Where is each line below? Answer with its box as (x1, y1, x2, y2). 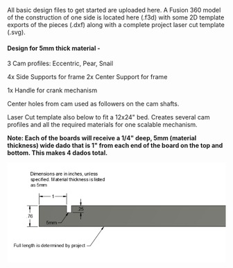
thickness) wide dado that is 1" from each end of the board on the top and (7, 142, 223, 150)
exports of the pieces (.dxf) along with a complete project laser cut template (7, 21, 225, 28)
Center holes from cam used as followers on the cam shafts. (7, 100, 180, 108)
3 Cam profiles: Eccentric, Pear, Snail (7, 59, 113, 68)
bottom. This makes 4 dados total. (7, 149, 108, 157)
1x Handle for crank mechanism (7, 86, 98, 94)
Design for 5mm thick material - (7, 44, 101, 52)
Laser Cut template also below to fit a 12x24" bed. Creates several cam (7, 113, 210, 122)
